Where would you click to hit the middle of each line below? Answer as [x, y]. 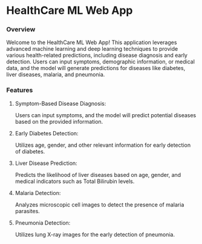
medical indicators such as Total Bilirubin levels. [75, 181]
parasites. [28, 211]
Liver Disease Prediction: [46, 163]
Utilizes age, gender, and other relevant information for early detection [103, 145]
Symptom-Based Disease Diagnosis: [60, 103]
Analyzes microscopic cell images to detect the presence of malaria [99, 204]
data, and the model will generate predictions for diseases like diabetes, [96, 68]
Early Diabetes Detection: [47, 133]
